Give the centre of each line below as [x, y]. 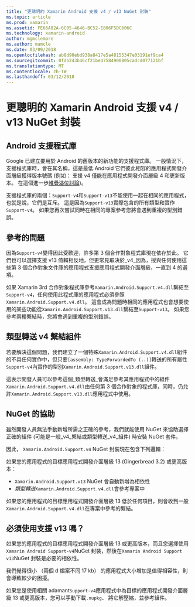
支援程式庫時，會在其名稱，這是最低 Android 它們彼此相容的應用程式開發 [94, 168]
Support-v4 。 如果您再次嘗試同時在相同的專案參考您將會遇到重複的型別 [92, 210]
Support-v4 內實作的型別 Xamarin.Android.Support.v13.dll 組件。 [83, 366]
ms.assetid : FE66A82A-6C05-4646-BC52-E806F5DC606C [69, 28]
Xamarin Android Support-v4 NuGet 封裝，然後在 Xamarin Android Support [94, 551]
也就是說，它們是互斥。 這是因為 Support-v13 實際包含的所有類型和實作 [90, 203]
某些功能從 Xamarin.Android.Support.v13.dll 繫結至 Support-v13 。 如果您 [103, 309]
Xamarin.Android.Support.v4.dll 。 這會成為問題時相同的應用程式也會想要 [95, 302]
